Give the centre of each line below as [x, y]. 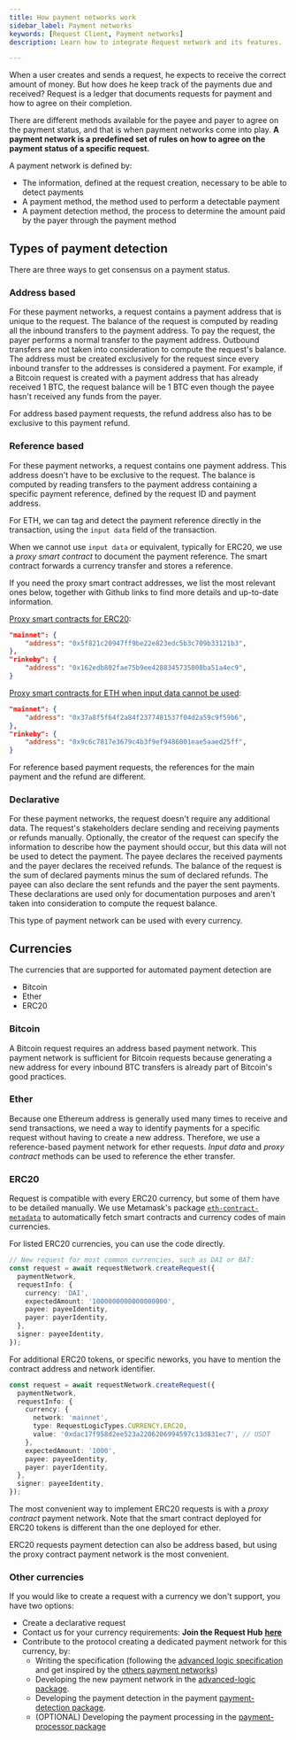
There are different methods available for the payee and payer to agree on [144, 120]
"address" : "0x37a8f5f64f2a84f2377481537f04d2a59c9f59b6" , [136, 717]
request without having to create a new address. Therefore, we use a [135, 1137]
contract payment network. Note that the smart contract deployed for [136, 1519]
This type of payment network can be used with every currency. [126, 921]
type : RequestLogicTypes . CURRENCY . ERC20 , [110, 1427]
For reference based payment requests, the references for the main [132, 768]
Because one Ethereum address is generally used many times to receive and [148, 1118]
